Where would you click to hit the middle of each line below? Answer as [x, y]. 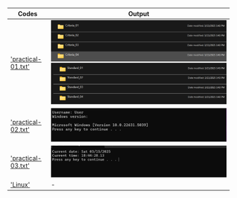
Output [139, 13]
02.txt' [20, 129]
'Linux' [20, 185]
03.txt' [20, 166]
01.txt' [20, 67]
